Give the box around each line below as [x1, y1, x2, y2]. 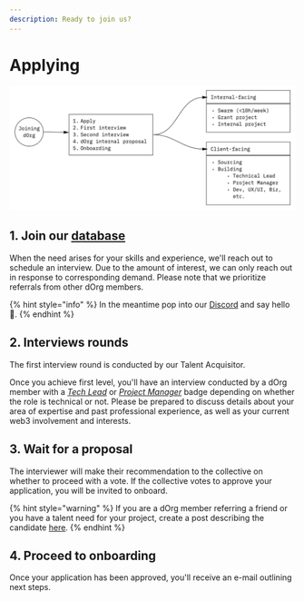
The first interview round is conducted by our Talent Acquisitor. [9, 359, 246, 369]
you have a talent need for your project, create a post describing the [9, 512, 265, 523]
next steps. [9, 582, 52, 593]
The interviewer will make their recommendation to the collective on [9, 466, 263, 477]
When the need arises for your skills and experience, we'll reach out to [9, 252, 274, 263]
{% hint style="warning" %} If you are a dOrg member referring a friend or [9, 502, 289, 513]
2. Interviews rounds [9, 335, 129, 350]
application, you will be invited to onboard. [9, 485, 168, 496]
